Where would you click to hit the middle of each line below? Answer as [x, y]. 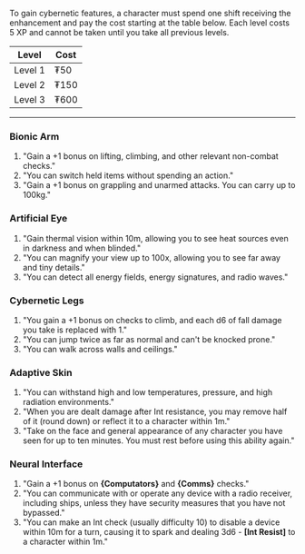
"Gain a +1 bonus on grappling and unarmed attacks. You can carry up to [159, 185]
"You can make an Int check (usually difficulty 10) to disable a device [151, 522]
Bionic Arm [34, 136]
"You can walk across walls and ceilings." [100, 349]
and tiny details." [54, 267]
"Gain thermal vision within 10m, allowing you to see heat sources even [155, 238]
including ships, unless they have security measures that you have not [154, 503]
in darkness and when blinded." [82, 248]
